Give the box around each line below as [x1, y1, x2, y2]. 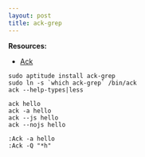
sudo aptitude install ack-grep [8, 72, 116, 80]
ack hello [8, 100, 41, 108]
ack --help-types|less [8, 85, 84, 94]
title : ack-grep [8, 19, 62, 27]
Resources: [8, 41, 47, 50]
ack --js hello [8, 113, 59, 122]
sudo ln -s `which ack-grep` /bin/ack [8, 79, 137, 87]
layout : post [8, 11, 52, 20]
